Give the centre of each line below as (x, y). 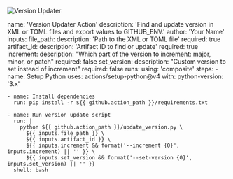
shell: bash (31, 170)
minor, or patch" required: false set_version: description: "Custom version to (116, 62)
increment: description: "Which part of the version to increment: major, (109, 54)
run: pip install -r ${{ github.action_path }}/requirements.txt (111, 103)
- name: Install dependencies (51, 96)
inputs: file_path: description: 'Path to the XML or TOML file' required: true (114, 39)
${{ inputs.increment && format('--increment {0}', (103, 145)
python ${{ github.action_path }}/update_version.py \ (101, 127)
